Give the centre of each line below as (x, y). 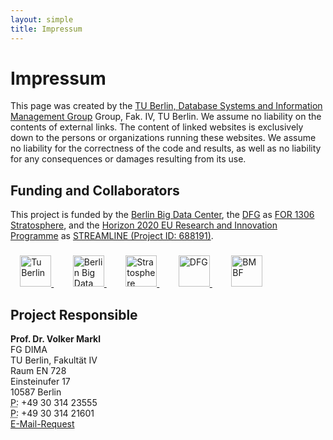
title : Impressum (46, 29)
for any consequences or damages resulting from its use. (128, 159)
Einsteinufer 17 (40, 381)
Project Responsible (74, 314)
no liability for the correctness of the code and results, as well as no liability (166, 148)
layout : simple (42, 19)
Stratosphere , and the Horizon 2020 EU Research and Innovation (144, 225)
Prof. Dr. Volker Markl (55, 338)
